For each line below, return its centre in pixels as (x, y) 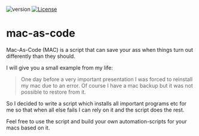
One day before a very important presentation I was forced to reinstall (107, 79)
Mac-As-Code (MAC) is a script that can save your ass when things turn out (99, 50)
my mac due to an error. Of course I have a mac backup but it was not (107, 85)
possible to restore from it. (53, 92)
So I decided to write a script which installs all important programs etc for (97, 103)
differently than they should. (41, 56)
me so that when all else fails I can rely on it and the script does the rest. (95, 110)
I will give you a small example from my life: (60, 67)
